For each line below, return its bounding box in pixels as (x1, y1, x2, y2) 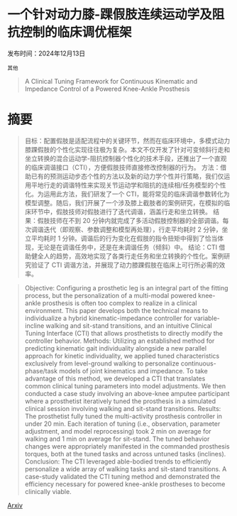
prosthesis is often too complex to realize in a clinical (42, 299, 197, 307)
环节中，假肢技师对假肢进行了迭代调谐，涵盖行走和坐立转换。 (31, 207, 211, 216)
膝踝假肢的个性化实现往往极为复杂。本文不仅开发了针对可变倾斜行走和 (24, 145, 231, 153)
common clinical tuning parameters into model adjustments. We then (24, 381, 226, 390)
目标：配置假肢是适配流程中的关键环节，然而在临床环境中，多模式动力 (24, 136, 231, 145)
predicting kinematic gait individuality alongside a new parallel (24, 344, 207, 352)
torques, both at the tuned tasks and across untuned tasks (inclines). (24, 449, 226, 458)
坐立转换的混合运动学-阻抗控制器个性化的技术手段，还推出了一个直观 (24, 154, 227, 163)
